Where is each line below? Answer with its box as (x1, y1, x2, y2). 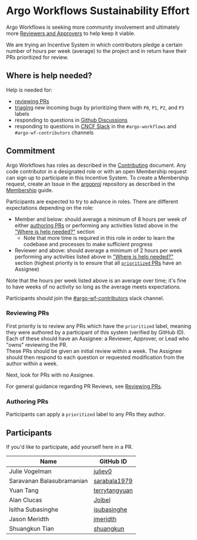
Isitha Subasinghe (9, 505, 59, 514)
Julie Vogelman (9, 467, 52, 475)
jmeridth (93, 515, 116, 523)
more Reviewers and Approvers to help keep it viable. (6, 29, 136, 36)
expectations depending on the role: (6, 204, 94, 211)
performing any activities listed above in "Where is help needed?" (14, 253, 174, 260)
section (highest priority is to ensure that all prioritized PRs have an (14, 259, 182, 266)
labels (14, 110, 29, 117)
